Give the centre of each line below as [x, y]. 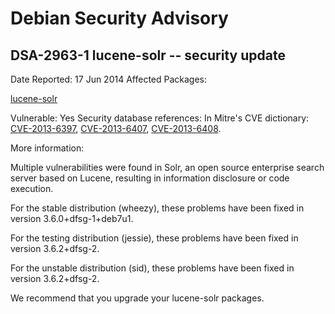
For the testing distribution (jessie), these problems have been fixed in [154, 238]
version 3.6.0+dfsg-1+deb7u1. [72, 218]
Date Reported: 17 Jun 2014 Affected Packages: [109, 79]
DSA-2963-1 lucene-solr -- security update [148, 55]
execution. [32, 188]
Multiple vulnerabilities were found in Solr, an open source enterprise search [167, 167]
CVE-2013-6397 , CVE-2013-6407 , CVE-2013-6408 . [116, 128]
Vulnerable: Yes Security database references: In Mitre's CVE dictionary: [160, 118]
